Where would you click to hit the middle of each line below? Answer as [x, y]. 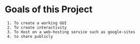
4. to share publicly [30, 36]
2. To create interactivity [37, 27]
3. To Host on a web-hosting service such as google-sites [71, 32]
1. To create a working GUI [37, 23]
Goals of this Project [49, 9]
